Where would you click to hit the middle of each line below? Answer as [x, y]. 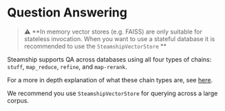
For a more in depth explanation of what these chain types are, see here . [110, 79]
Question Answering [67, 13]
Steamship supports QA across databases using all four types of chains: [109, 59]
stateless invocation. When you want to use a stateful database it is [119, 38]
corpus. [18, 100]
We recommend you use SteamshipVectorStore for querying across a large [112, 93]
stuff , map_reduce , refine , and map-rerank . [67, 66]
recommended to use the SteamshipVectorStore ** [95, 46]
